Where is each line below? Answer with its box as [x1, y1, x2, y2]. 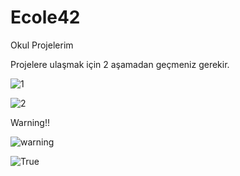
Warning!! [10, 116, 51, 128]
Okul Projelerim [10, 39, 74, 51]
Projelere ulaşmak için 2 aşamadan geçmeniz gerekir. [10, 58, 230, 70]
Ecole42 [10, 6, 81, 29]
